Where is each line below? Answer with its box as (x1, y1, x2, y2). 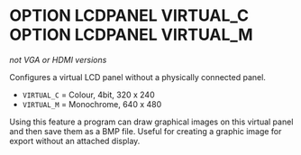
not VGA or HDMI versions (9, 54, 107, 65)
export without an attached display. (9, 135, 141, 146)
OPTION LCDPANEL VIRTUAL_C (9, 5, 250, 26)
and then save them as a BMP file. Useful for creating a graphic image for (9, 125, 282, 136)
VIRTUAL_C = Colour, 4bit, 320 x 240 (22, 89, 155, 100)
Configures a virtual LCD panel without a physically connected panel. (9, 71, 266, 82)
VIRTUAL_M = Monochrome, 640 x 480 (22, 98, 162, 109)
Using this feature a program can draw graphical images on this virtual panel (9, 116, 294, 127)
